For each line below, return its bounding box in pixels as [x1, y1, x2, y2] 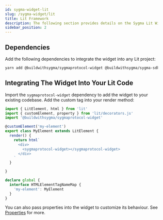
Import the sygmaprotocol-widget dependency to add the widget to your [5, 92, 148, 98]
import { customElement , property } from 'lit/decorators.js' [5, 111, 133, 116]
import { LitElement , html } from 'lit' [5, 106, 88, 111]
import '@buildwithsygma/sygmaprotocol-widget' [5, 115, 103, 120]
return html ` [14, 137, 40, 142]
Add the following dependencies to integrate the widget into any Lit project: [5, 56, 156, 62]
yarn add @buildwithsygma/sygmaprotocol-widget [5, 65, 103, 70]
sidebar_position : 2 [5, 25, 47, 30]
